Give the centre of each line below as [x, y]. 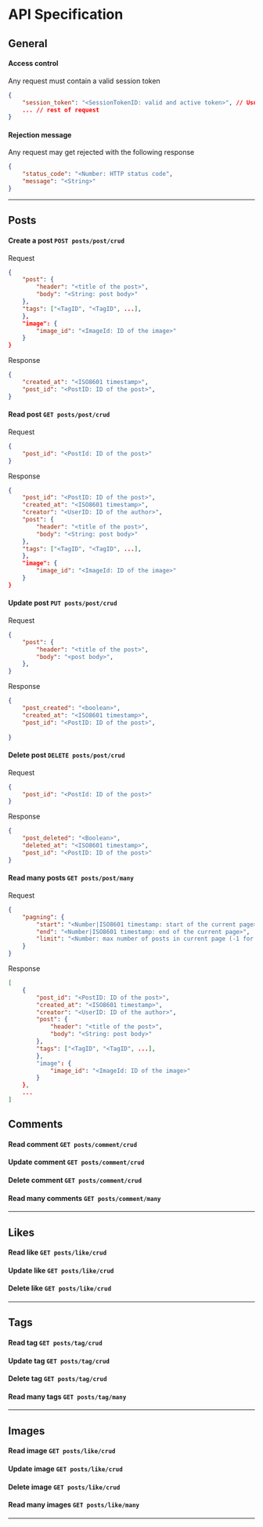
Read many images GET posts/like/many [74, 1505]
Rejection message [40, 134]
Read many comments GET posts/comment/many [85, 1198]
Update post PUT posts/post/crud [63, 603]
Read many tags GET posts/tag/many [67, 1397]
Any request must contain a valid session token [84, 81]
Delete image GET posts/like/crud [64, 1487]
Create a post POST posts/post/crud [67, 240]
